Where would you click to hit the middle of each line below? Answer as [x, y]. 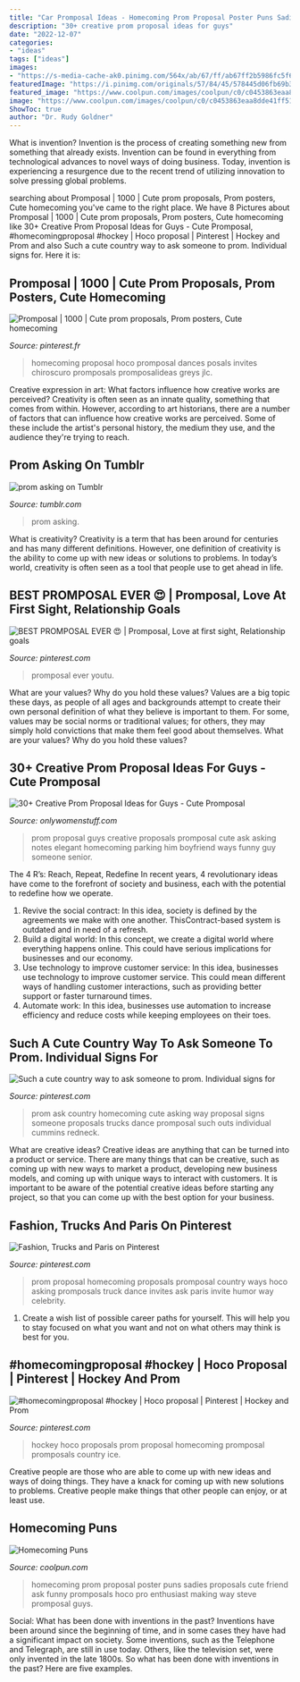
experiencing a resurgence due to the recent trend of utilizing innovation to [147, 172]
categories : [31, 42]
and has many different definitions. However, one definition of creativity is [145, 548]
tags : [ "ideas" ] [39, 59]
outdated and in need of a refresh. [85, 930]
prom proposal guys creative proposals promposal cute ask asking [154, 838]
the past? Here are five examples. [71, 1668]
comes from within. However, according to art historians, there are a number [150, 409]
